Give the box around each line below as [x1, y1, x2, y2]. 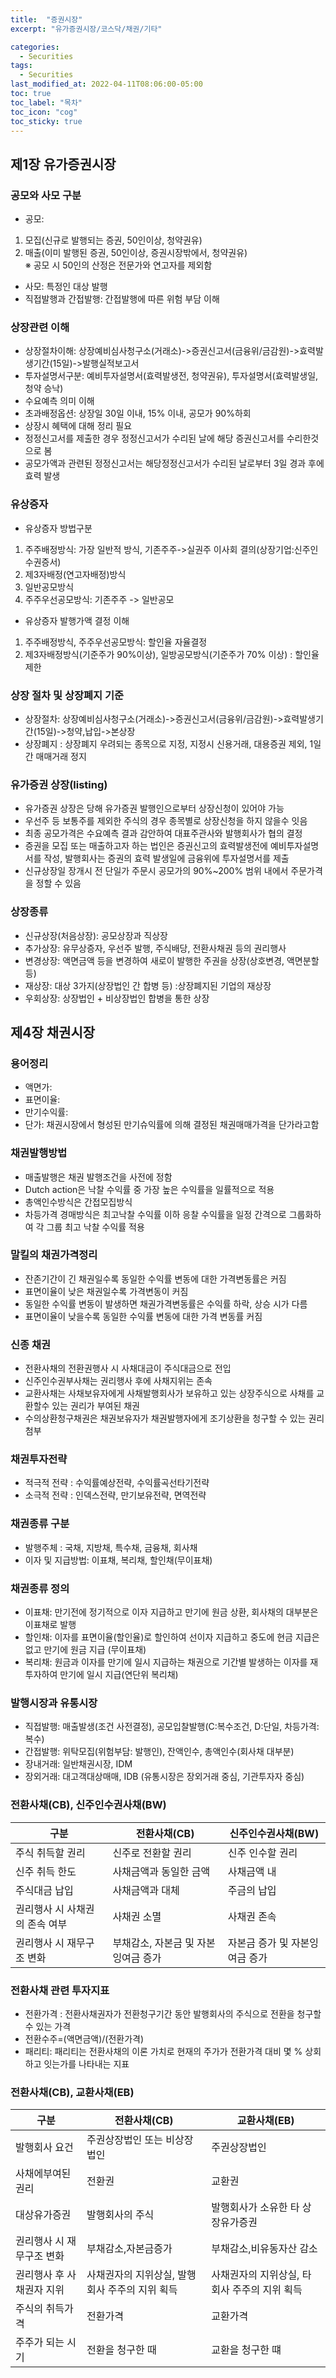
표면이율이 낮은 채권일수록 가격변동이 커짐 [24, 1285, 189, 1297]
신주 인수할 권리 [227, 1846, 298, 1860]
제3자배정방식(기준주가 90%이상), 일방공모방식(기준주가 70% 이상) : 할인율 [24, 648, 320, 660]
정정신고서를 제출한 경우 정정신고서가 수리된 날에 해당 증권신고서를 [24, 432, 285, 445]
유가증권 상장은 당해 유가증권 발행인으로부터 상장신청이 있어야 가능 [24, 802, 285, 815]
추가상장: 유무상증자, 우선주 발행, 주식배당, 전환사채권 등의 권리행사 [24, 942, 287, 954]
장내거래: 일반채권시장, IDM [24, 1758, 133, 1770]
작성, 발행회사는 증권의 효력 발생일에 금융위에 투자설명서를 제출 [43, 852, 290, 865]
